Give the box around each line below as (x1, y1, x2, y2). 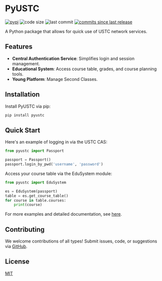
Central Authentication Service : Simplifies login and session (12, 56, 135, 61)
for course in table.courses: (5, 198, 67, 203)
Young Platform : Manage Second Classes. (12, 76, 98, 82)
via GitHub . (5, 244, 28, 249)
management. (12, 60, 40, 66)
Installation (5, 91, 40, 99)
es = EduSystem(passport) (5, 188, 57, 194)
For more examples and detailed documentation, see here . (5, 211, 122, 217)
